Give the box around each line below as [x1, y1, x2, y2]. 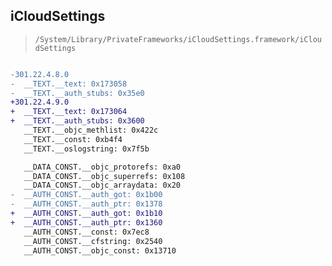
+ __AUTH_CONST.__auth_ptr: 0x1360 [10, 217, 163, 228]
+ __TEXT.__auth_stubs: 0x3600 [10, 116, 145, 126]
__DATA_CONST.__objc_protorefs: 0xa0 [23, 162, 182, 172]
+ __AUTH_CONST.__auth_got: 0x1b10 [10, 209, 163, 219]
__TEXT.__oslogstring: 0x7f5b [23, 144, 150, 154]
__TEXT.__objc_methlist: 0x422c [23, 125, 159, 136]
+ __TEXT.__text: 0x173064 [10, 107, 128, 117]
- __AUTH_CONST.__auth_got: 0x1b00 [10, 190, 163, 200]
